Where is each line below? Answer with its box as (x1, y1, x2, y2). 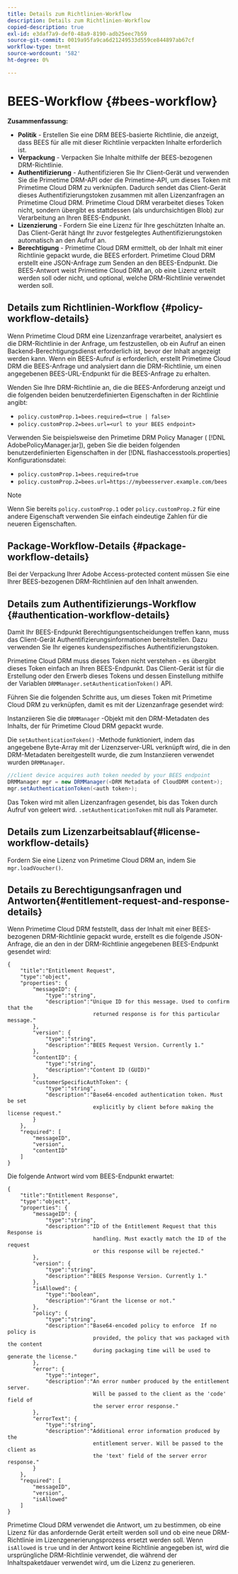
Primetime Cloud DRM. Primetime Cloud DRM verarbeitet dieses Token (17, 198, 225, 206)
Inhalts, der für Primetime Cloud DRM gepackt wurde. (7, 722, 164, 730)
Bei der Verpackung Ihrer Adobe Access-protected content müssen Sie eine (7, 570, 230, 579)
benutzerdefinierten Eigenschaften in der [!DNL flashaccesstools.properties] (7, 448, 230, 457)
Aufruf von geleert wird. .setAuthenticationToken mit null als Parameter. (7, 805, 218, 814)
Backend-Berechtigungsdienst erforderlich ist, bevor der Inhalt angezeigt (7, 347, 221, 355)
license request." (7, 1110, 62, 1117)
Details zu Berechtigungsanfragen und (7, 883, 182, 895)
